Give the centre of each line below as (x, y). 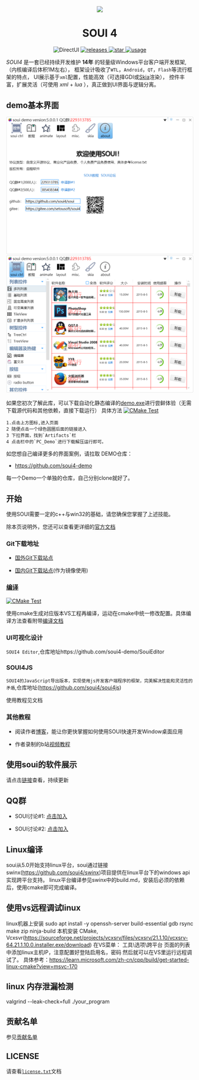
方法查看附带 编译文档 (37, 621)
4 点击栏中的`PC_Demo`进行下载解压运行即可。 (56, 442)
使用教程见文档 (24, 701)
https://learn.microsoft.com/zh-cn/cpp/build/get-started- (119, 959)
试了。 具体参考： (28, 959)
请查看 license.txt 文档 (34, 1071)
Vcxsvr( (15, 937)
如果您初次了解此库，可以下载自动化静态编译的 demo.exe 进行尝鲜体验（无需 (99, 403)
